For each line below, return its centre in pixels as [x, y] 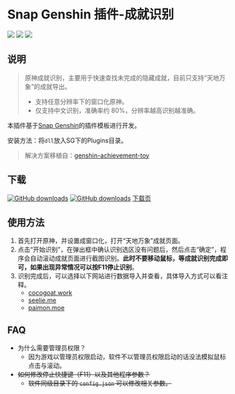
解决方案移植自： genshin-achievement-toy [87, 155]
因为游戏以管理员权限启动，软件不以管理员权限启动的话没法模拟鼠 [124, 357]
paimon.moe [46, 308]
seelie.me [42, 300]
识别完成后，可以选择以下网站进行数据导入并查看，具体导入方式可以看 [120, 276]
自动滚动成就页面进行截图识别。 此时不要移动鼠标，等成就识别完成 [126, 258]
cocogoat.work [50, 293]
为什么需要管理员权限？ [52, 348]
